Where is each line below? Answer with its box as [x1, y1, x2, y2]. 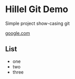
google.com [5, 30, 30, 36]
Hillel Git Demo [5, 4, 68, 15]
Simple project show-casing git [5, 20, 70, 26]
